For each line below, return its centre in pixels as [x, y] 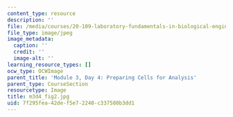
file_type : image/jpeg [40, 33]
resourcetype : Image [37, 90]
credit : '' [29, 52]
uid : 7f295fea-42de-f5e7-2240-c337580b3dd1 [71, 103]
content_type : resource [42, 13]
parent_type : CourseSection [48, 84]
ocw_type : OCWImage [35, 71]
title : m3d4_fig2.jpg [38, 97]
